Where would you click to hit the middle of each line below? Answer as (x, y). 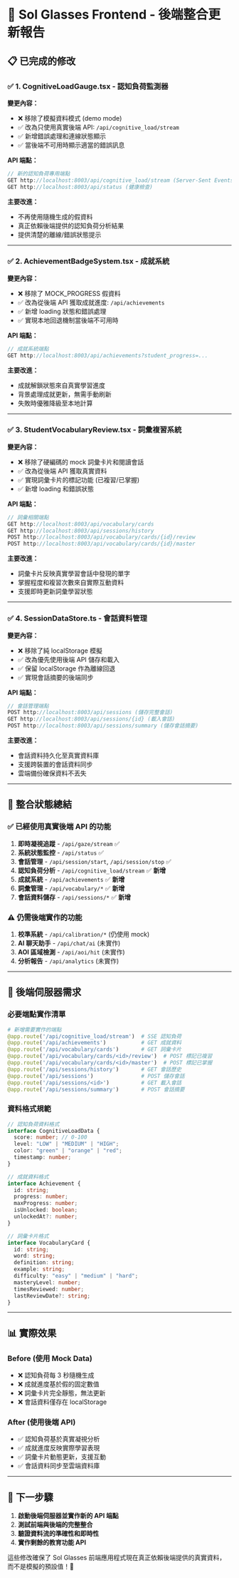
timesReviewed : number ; (49, 1289)
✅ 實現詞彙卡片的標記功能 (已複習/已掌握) (79, 479)
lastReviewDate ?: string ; (52, 1296)
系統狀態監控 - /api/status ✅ (61, 852)
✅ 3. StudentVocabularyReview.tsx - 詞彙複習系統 (95, 430)
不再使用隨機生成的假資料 (55, 217)
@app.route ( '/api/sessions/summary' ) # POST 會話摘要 (96, 1089)
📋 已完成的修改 (42, 61)
